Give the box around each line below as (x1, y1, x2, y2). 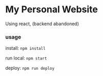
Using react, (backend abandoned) (5, 21, 79, 27)
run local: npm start (5, 55, 47, 61)
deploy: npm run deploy (5, 65, 55, 71)
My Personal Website (5, 4, 98, 15)
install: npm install (5, 45, 46, 51)
